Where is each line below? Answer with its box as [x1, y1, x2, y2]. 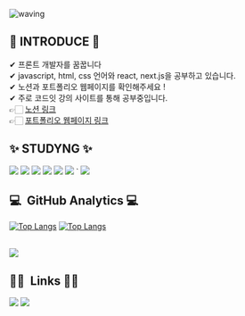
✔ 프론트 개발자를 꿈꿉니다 [9, 59, 102, 70]
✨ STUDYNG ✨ [9, 141, 93, 156]
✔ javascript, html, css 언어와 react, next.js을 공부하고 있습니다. [9, 70, 236, 80]
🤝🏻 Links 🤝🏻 [9, 273, 79, 288]
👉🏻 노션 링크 [9, 104, 56, 114]
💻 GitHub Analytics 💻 [9, 193, 139, 209]
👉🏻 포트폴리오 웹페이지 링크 [9, 114, 109, 125]
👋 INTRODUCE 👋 [9, 34, 101, 49]
